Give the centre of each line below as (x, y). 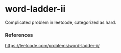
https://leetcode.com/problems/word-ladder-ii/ (52, 46)
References (19, 35)
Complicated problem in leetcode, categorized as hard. (61, 22)
